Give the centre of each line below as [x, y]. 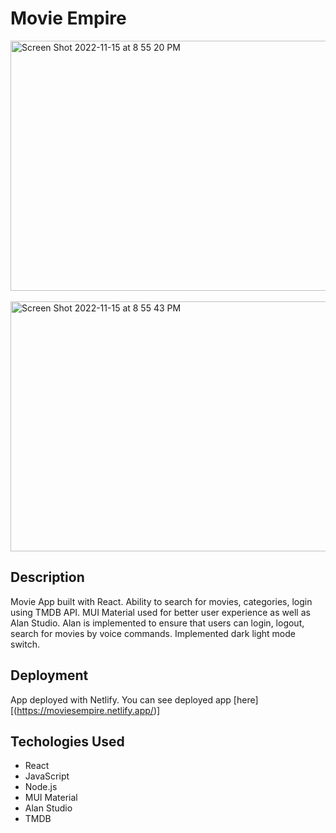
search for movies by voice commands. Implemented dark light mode [153, 633]
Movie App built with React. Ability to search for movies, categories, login [161, 601]
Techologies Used [67, 741]
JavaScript [47, 776]
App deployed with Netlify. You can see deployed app [121, 699]
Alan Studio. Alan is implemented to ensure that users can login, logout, [157, 623]
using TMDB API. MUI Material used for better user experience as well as [160, 612]
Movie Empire [68, 18]
